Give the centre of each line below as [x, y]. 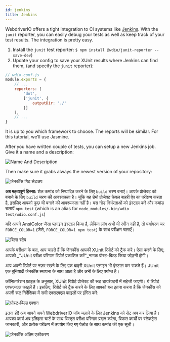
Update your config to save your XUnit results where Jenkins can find [85, 60]
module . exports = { [26, 80]
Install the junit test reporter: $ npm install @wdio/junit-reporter [82, 50]
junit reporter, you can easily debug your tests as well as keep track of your [85, 34]
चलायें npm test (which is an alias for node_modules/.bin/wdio [67, 209]
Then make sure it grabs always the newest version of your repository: [79, 172]
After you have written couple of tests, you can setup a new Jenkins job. [80, 146]
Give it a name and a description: [40, 152]
